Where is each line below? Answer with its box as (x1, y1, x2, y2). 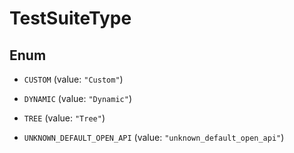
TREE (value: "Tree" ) (23, 112, 106, 124)
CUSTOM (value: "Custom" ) (23, 73, 124, 85)
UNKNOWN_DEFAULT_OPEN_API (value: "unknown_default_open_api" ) (23, 132, 285, 143)
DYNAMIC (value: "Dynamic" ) (23, 93, 132, 104)
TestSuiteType (9, 7, 132, 30)
